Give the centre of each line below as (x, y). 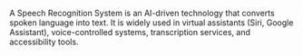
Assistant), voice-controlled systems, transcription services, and (130, 32)
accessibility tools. (44, 42)
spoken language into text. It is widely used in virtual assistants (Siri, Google (151, 23)
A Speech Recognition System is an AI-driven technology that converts (142, 13)
